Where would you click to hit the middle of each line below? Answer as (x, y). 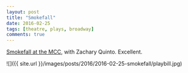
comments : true (26, 35)
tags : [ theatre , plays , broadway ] (50, 29)
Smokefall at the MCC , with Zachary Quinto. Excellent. (74, 52)
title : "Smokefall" (31, 18)
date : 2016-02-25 (28, 23)
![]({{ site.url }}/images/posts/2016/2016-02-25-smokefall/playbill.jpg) (94, 64)
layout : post (23, 12)
